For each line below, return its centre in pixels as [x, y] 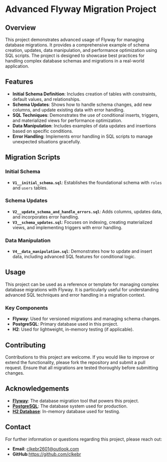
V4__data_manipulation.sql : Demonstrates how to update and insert [82, 251]
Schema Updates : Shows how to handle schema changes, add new [82, 104]
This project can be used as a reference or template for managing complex [82, 284]
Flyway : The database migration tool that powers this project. [76, 401]
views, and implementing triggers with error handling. [67, 227]
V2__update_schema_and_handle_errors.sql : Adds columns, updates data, [87, 211]
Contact [18, 427]
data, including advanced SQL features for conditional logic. [74, 257]
